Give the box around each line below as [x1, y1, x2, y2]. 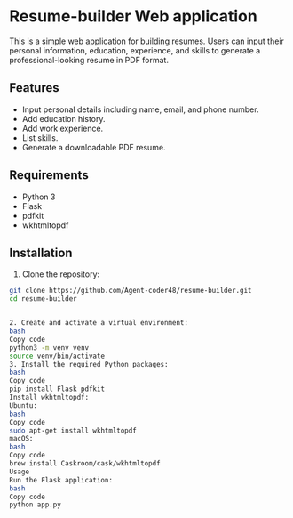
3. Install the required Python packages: [9, 360, 169, 368]
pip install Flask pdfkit [9, 384, 105, 393]
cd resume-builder [9, 295, 77, 304]
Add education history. [21, 113, 106, 124]
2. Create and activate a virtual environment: [9, 319, 189, 328]
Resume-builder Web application [9, 6, 257, 27]
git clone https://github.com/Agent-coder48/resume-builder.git [9, 287, 252, 295]
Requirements [9, 167, 89, 183]
